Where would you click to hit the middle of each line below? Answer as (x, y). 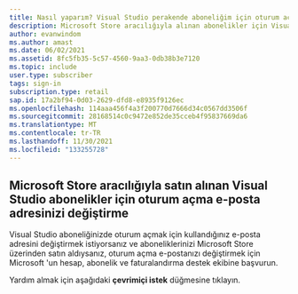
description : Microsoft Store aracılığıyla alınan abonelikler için (138, 26)
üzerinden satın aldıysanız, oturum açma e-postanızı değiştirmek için (135, 253)
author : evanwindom (45, 34)
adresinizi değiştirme (69, 214)
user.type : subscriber (51, 75)
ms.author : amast (41, 42)
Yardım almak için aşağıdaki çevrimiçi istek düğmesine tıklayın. (125, 280)
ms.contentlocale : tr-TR (55, 133)
